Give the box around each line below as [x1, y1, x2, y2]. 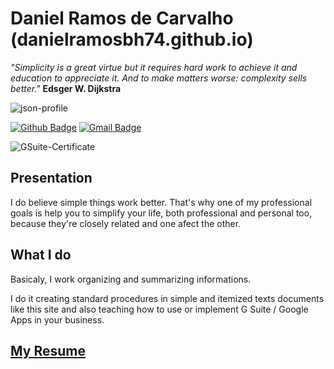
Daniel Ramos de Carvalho [10, 7, 234, 30]
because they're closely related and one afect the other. [10, 217, 242, 229]
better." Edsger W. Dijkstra [10, 82, 122, 94]
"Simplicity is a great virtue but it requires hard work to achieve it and [10, 61, 298, 73]
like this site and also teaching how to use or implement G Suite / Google [10, 303, 309, 315]
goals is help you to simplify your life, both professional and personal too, [10, 207, 313, 219]
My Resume [10, 342, 86, 359]
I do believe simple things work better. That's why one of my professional [10, 196, 313, 208]
